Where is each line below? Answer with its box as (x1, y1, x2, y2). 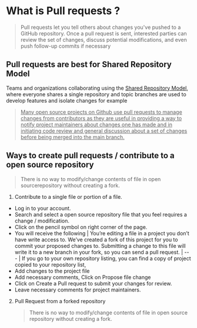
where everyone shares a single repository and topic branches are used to (6, 90, 186, 98)
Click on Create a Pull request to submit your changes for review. (14, 280, 172, 287)
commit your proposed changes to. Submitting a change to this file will (14, 242, 186, 249)
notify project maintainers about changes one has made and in (20, 121, 172, 128)
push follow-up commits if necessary (20, 42, 111, 50)
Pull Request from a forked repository (14, 297, 106, 304)
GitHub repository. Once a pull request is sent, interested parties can (20, 29, 187, 37)
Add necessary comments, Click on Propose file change (14, 273, 151, 281)
